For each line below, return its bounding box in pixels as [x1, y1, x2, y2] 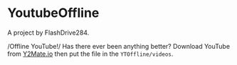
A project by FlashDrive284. [7, 28, 90, 37]
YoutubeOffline [7, 5, 100, 21]
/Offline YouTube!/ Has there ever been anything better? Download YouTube [7, 42, 230, 50]
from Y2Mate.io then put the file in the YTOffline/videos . [7, 49, 174, 58]
